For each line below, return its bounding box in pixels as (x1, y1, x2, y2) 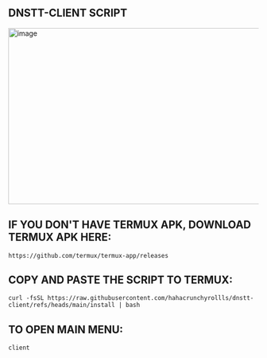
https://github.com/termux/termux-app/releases (8, 251, 169, 259)
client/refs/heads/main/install (8, 302, 115, 309)
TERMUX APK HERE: (8, 231, 112, 244)
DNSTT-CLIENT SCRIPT (8, 6, 128, 20)
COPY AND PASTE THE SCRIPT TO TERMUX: (8, 274, 233, 287)
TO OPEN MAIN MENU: (8, 322, 123, 337)
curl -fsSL (8, 294, 44, 302)
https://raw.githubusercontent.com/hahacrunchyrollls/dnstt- (47, 294, 254, 302)
